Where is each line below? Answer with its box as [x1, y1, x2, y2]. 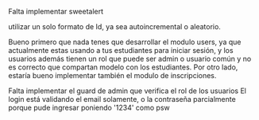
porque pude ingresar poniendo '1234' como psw [8, 103, 171, 112]
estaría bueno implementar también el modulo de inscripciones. [8, 71, 217, 80]
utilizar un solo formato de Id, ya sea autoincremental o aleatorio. [8, 22, 221, 31]
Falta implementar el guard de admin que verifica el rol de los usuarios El [8, 86, 246, 96]
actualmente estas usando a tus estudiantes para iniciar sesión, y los [8, 46, 234, 54]
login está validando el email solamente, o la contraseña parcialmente [8, 95, 236, 103]
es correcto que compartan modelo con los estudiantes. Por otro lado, [8, 62, 238, 72]
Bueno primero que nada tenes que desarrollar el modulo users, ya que [8, 37, 242, 47]
